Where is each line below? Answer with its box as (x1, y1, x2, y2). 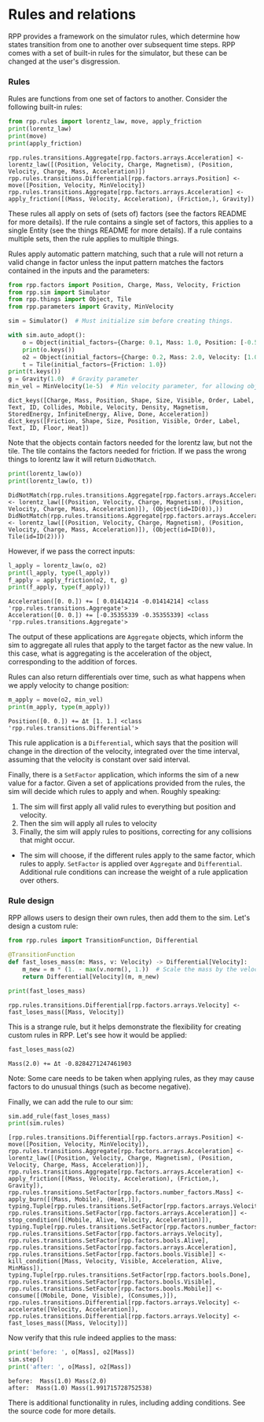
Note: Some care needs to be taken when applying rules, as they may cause (8, 1073, 255, 1082)
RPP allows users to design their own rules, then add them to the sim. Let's (8, 913, 251, 923)
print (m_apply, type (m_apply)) (8, 704, 111, 711)
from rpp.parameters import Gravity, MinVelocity (8, 303, 174, 311)
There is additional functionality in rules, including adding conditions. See (8, 1398, 246, 1407)
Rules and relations (8, 6, 136, 24)
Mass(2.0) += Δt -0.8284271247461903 (8, 1060, 132, 1067)
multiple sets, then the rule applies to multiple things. (8, 233, 179, 243)
